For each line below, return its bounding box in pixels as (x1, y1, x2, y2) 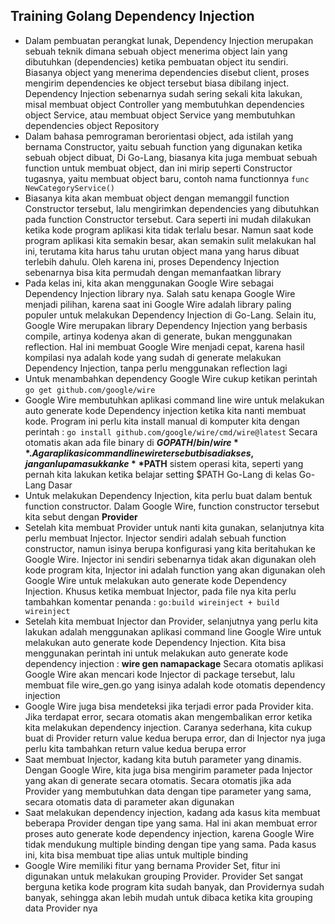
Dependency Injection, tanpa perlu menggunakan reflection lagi (24, 362, 288, 374)
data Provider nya (24, 902, 98, 914)
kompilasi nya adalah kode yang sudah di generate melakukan (24, 351, 282, 363)
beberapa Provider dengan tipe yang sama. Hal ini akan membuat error (24, 817, 318, 829)
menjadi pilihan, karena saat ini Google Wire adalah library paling (24, 298, 292, 310)
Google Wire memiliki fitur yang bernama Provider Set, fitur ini (24, 859, 281, 871)
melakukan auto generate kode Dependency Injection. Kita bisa (24, 636, 287, 648)
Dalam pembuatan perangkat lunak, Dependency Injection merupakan (24, 34, 314, 46)
